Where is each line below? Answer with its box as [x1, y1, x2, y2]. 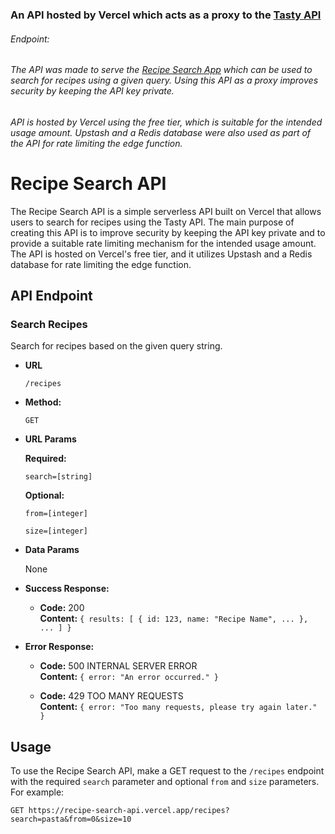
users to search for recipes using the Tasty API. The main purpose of [10, 216, 295, 228]
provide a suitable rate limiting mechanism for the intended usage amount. [10, 237, 317, 249]
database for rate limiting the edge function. [10, 258, 192, 270]
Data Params [24, 544, 80, 556]
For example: [10, 786, 65, 798]
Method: [24, 396, 62, 408]
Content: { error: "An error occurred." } [39, 671, 219, 683]
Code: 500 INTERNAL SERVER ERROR [39, 660, 198, 672]
